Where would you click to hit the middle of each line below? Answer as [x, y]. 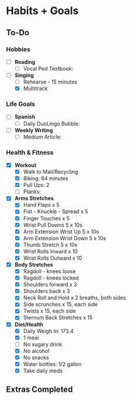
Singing [24, 75]
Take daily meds [43, 371]
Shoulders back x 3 [46, 291]
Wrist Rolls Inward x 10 [50, 251]
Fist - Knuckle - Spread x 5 [56, 211]
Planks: [32, 191]
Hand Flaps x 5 [41, 205]
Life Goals [21, 104]
